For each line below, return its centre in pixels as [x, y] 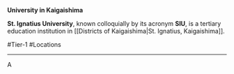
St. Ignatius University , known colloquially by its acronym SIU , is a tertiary [114, 23]
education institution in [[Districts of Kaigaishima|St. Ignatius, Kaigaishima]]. [116, 31]
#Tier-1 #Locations [34, 44]
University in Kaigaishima [45, 10]
